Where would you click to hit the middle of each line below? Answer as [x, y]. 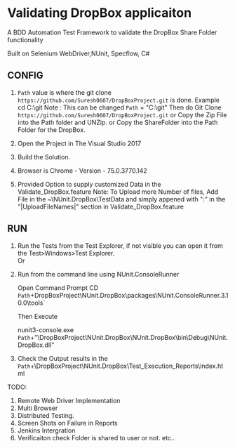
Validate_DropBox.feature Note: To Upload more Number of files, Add [118, 192]
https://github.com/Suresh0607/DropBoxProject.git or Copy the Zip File [122, 114]
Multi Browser [38, 408]
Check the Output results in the [62, 358]
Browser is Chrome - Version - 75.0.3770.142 [82, 171]
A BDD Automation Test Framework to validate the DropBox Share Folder [112, 32]
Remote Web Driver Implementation [69, 400]
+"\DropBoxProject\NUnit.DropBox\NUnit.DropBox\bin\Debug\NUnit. [129, 337]
